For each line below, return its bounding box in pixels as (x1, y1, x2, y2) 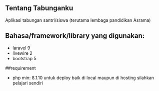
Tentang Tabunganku (5, 4, 73, 12)
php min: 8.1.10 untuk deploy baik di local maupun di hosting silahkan (12, 75, 154, 81)
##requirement (5, 65, 36, 71)
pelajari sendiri (12, 80, 43, 86)
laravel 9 (12, 45, 30, 51)
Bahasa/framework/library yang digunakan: (5, 32, 145, 40)
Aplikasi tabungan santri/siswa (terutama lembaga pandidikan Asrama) (5, 17, 151, 23)
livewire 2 (12, 50, 32, 56)
